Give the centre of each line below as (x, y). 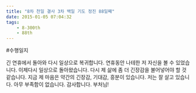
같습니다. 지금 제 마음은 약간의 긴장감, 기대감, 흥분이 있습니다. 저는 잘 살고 (90, 77)
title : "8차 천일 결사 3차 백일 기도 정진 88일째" (61, 11)
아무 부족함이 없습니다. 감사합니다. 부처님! (61, 84)
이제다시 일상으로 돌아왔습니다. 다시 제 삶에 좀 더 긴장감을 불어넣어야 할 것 (103, 70)
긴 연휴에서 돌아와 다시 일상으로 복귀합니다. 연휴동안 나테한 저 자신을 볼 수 (90, 63)
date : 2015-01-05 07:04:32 (39, 17)
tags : (13, 22)
